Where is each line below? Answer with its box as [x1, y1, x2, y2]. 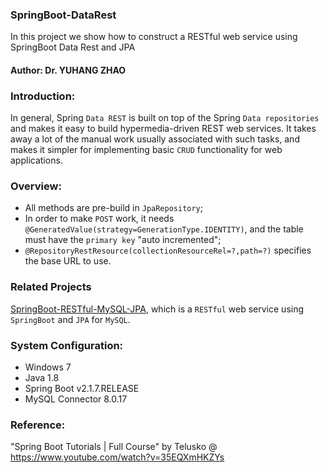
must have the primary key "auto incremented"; [24, 234, 222, 246]
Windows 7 [24, 361, 72, 373]
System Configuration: [10, 338, 124, 352]
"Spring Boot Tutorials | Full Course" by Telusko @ [10, 441, 218, 453]
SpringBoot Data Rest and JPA [10, 41, 136, 53]
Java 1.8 [24, 372, 60, 384]
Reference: [10, 418, 66, 432]
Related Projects [10, 280, 92, 294]
